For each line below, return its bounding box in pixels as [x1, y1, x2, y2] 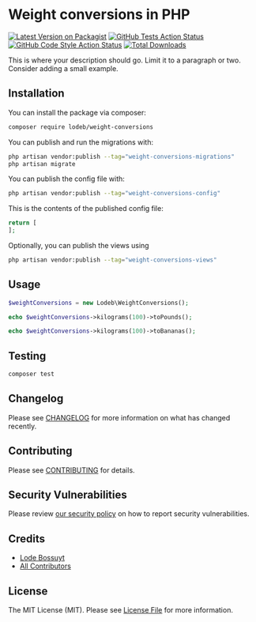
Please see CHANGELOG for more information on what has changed [8, 413, 231, 422]
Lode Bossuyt [19, 553, 66, 563]
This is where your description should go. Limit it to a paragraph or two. [8, 55, 241, 65]
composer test [8, 370, 55, 379]
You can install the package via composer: [8, 107, 146, 117]
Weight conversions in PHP [8, 6, 190, 24]
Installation [8, 87, 65, 100]
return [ [8, 219, 37, 227]
